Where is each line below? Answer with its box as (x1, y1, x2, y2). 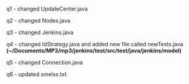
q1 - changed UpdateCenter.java (6, 5, 88, 12)
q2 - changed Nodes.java (6, 17, 70, 24)
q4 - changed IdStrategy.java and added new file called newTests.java (6, 41, 183, 47)
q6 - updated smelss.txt (6, 71, 67, 78)
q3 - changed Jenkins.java (6, 29, 74, 36)
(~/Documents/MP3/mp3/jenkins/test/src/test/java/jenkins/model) (6, 47, 182, 54)
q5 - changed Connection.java (6, 59, 83, 66)
